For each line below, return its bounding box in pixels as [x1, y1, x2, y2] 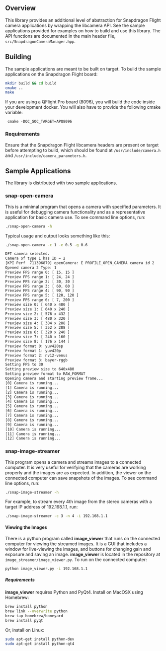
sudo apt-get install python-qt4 [5, 641, 75, 646]
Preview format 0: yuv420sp [5, 344, 64, 349]
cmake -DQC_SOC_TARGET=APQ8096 [7, 119, 72, 124]
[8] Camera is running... [5, 417, 59, 423]
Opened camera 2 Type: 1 [5, 265, 57, 270]
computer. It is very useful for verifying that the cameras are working [5, 464, 146, 470]
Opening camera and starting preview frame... [5, 376, 103, 381]
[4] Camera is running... [5, 399, 59, 404]
